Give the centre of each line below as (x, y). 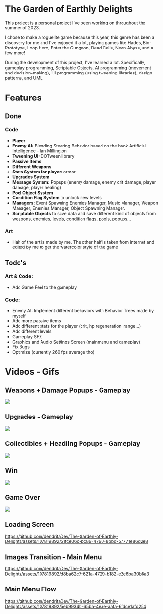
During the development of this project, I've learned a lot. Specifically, (75, 62)
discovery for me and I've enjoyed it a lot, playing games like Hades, (74, 42)
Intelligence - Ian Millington (40, 151)
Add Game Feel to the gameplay (44, 287)
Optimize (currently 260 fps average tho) (53, 352)
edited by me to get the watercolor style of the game (65, 247)
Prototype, (16, 48)
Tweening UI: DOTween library (43, 156)
